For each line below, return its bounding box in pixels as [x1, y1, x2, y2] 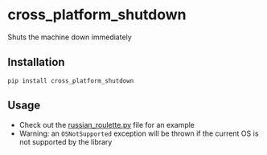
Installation [7, 55, 65, 69]
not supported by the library [18, 137, 113, 146]
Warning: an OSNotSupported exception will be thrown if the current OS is [18, 128, 259, 138]
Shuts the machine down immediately [7, 32, 132, 42]
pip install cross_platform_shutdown [7, 76, 134, 85]
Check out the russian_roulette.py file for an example [18, 120, 195, 129]
